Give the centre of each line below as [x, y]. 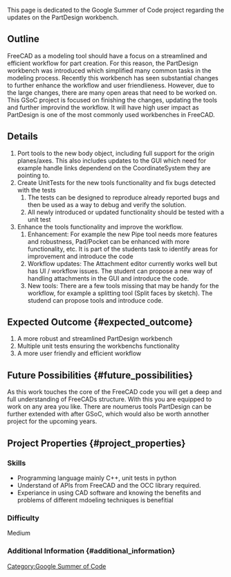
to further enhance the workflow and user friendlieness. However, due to [111, 85]
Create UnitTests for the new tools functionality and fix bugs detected [116, 182]
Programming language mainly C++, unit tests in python [97, 478]
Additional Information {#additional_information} [91, 551]
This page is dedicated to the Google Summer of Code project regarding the [116, 10]
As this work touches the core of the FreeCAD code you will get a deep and [114, 392]
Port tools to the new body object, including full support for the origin [116, 153]
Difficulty [23, 517]
